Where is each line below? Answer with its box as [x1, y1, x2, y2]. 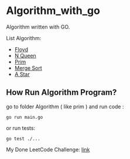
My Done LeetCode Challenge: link [6, 146, 90, 153]
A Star [14, 70, 30, 77]
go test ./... [6, 136, 41, 142]
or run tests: [6, 124, 36, 132]
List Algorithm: [6, 34, 42, 41]
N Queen [14, 52, 36, 59]
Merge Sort [14, 64, 42, 71]
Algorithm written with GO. [6, 23, 70, 30]
